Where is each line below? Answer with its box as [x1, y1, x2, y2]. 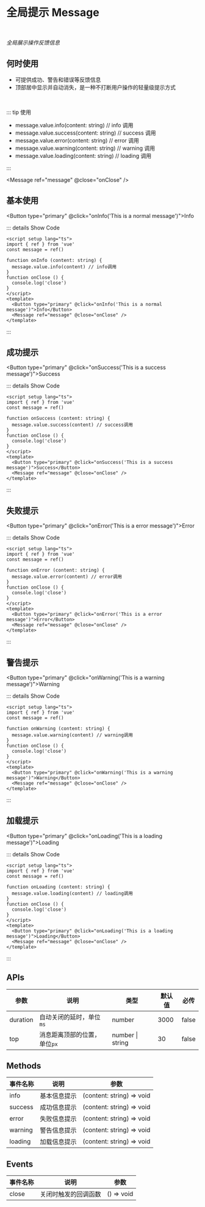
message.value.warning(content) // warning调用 [12, 732, 133, 738]
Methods [6, 1061, 41, 1071]
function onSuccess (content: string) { [6, 416, 111, 422]
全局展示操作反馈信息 [6, 39, 60, 46]
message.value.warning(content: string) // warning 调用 [15, 144, 156, 152]
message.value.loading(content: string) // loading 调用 [15, 152, 152, 159]
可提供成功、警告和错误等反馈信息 [15, 76, 101, 83]
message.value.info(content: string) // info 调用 [15, 121, 134, 129]
